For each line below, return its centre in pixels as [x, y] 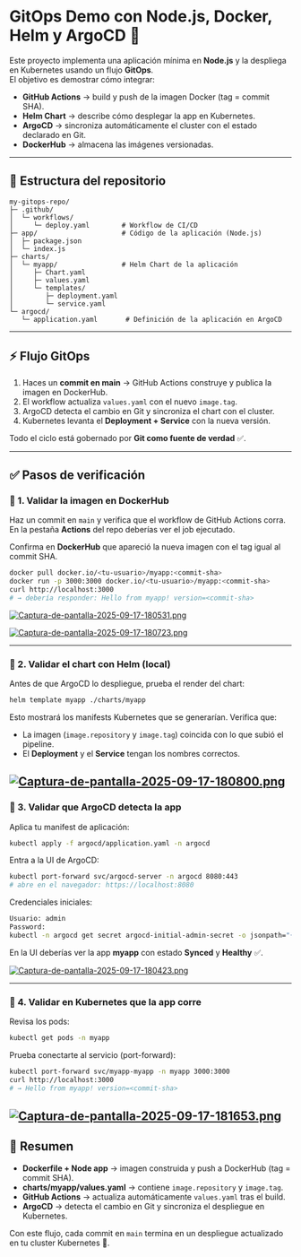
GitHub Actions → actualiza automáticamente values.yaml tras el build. [154, 1196]
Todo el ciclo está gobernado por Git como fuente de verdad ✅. [128, 438]
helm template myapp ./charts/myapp [77, 700]
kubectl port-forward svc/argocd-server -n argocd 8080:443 [124, 877]
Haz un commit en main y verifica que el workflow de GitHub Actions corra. [148, 520]
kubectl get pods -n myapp [60, 1038]
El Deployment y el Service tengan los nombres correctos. [131, 753]
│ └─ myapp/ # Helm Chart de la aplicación [124, 264]
